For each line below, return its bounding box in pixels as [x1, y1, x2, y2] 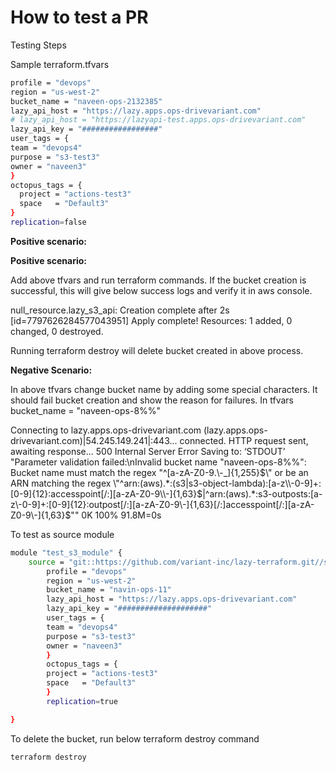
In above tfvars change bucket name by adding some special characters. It [10, 383, 318, 395]
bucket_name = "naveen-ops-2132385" [10, 96, 163, 106]
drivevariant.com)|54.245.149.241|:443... [10, 434, 178, 446]
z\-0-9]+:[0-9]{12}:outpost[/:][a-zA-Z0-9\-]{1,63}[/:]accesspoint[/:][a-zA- [10, 498, 315, 510]
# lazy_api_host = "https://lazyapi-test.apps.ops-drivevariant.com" [10, 115, 307, 125]
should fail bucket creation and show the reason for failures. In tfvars [10, 394, 294, 406]
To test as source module [10, 528, 115, 540]
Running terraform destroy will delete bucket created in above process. [10, 344, 304, 356]
